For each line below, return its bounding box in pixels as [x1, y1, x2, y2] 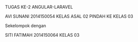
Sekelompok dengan [5, 23, 46, 28]
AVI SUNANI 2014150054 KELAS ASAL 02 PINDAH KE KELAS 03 [5, 14, 133, 19]
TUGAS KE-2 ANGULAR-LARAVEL [5, 4, 73, 10]
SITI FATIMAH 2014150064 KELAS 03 [5, 32, 80, 38]
